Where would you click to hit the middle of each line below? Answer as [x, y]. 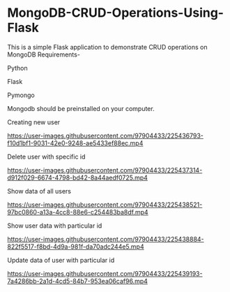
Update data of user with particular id [61, 260]
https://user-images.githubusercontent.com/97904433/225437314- [105, 170]
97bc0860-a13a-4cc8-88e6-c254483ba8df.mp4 [78, 212]
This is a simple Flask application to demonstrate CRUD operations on [107, 47]
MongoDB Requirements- [44, 54]
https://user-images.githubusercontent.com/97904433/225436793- [106, 136]
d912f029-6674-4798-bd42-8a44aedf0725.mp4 [78, 177]
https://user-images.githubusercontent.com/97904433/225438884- [106, 239]
